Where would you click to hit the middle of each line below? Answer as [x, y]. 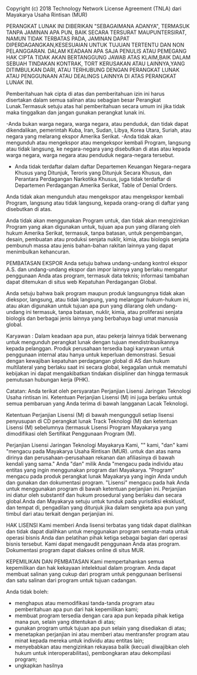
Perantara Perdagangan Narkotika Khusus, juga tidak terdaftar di [93, 179]
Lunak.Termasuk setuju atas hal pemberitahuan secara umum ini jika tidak [96, 106]
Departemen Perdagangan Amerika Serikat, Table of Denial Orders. [96, 185]
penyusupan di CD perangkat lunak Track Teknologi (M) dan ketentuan [92, 421]
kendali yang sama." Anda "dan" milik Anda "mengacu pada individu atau [95, 464]
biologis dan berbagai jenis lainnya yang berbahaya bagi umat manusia [92, 318]
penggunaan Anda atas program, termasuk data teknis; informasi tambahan [98, 275]
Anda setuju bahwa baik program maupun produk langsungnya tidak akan [96, 293]
